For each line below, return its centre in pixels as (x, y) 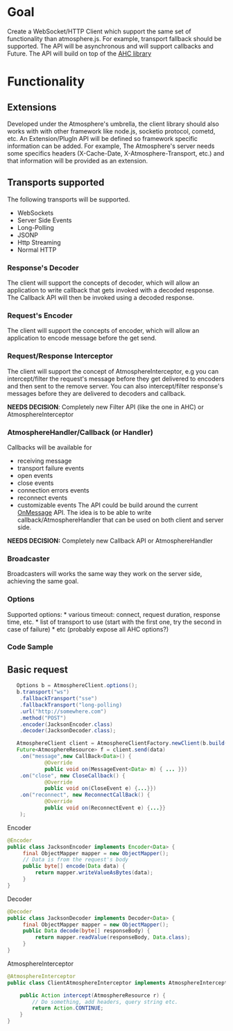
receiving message (44, 461)
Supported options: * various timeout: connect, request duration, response (114, 614)
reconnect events (42, 497)
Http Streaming (39, 242)
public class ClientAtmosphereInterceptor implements (87, 983)
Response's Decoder (43, 267)
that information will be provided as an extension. (78, 160)
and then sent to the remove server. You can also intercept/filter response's (115, 386)
